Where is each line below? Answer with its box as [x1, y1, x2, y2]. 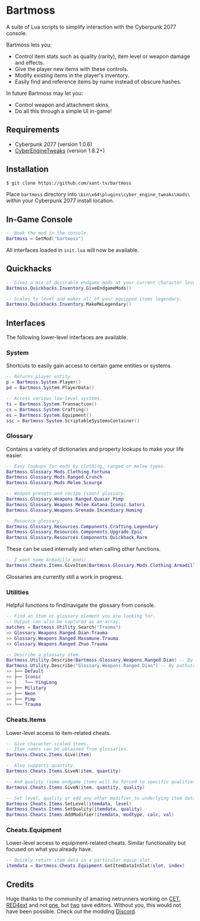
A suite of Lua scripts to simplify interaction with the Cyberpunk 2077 [6, 23, 177, 30]
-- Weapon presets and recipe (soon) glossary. [6, 491, 127, 497]
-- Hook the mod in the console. [6, 230, 89, 236]
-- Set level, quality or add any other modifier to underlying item [6, 795, 183, 801]
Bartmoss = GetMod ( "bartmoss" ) [6, 236, 84, 242]
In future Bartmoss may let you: [6, 89, 83, 97]
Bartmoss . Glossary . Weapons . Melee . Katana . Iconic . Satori [6, 501, 145, 507]
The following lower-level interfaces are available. [6, 334, 128, 341]
